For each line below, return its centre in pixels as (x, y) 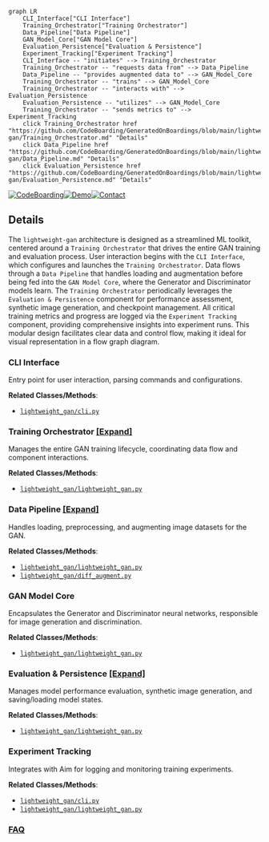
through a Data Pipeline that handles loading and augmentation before (126, 273)
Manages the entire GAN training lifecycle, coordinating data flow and (123, 449)
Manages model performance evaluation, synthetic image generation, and (130, 691)
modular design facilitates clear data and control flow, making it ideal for (127, 333)
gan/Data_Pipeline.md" (46, 159)
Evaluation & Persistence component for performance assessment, (121, 299)
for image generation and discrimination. (75, 622)
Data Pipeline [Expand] (54, 509)
